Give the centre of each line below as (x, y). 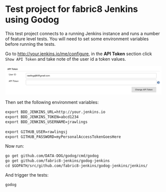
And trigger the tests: (27, 175)
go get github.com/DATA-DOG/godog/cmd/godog (52, 156)
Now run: (14, 146)
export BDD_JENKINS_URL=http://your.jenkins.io (55, 112)
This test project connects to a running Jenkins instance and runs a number (83, 33)
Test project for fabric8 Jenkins (72, 9)
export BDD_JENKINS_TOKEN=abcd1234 (42, 117)
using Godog (32, 20)
